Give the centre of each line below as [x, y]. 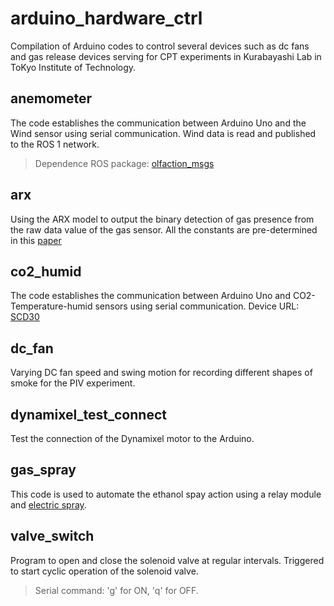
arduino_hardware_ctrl [106, 18]
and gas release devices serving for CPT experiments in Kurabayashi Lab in [166, 56]
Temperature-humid [51, 306]
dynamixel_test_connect [88, 414]
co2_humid [46, 271]
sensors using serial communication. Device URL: [197, 306]
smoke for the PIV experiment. [73, 383]
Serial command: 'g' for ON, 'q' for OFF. [116, 590]
